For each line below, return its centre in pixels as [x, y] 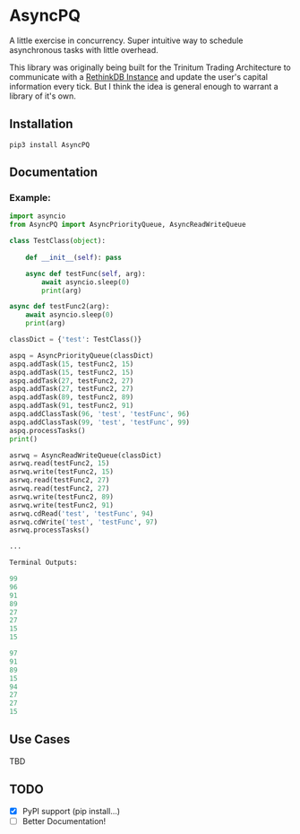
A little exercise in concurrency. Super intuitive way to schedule [126, 40]
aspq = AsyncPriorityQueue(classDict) [81, 355]
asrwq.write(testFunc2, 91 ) [62, 505]
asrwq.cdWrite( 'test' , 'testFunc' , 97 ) [84, 522]
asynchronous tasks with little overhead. [84, 49]
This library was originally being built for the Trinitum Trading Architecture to [150, 67]
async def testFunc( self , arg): [86, 274]
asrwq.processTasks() [50, 530]
